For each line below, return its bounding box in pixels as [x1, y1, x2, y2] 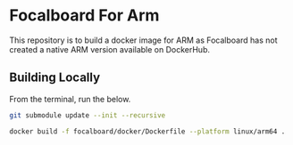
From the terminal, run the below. [9, 93, 131, 104]
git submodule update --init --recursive [9, 110, 166, 120]
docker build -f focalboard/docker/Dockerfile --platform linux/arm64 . [9, 126, 286, 136]
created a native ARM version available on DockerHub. [9, 44, 211, 54]
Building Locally [9, 70, 101, 85]
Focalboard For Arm [9, 5, 160, 26]
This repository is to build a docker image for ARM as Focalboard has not [9, 35, 278, 45]
